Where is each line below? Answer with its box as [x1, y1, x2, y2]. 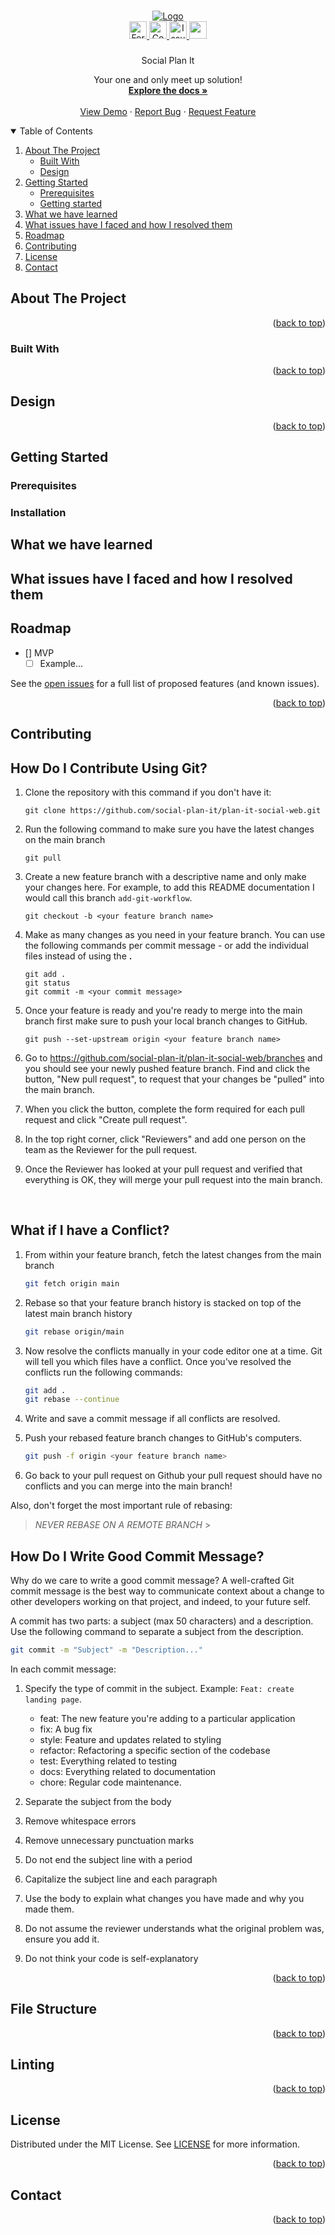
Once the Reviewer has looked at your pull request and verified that [24, 1163, 303, 1175]
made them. [24, 1903, 75, 1915]
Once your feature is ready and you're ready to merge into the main [24, 1004, 303, 1016]
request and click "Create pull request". [24, 1113, 188, 1125]
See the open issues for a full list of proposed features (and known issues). [10, 677, 320, 689]
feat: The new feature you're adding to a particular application [39, 1712, 296, 1724]
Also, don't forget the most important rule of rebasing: [10, 1500, 233, 1512]
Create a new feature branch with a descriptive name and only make [24, 870, 307, 882]
